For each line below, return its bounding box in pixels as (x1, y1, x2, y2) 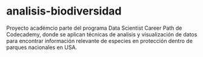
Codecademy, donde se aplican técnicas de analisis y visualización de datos (6, 30, 198, 38)
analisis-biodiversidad (6, 4, 122, 18)
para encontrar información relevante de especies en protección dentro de (6, 37, 193, 44)
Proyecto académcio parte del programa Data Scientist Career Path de (6, 24, 182, 32)
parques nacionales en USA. (6, 44, 78, 51)
